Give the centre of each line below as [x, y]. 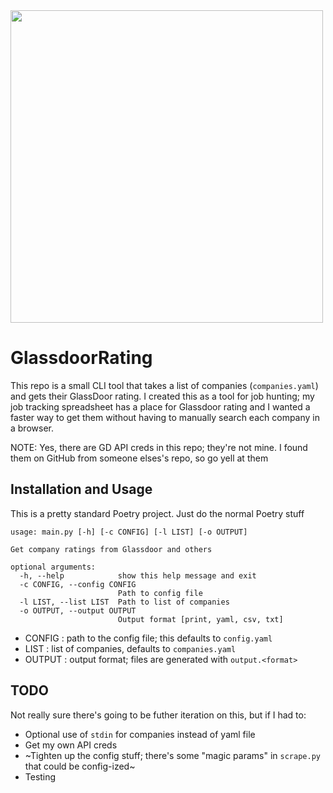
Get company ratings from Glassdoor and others [111, 549]
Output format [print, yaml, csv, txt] [200, 619]
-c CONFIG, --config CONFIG [78, 584]
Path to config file [160, 593]
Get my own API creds [71, 745]
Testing [40, 776]
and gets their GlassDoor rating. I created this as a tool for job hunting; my [162, 396]
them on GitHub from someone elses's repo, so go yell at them [139, 458]
